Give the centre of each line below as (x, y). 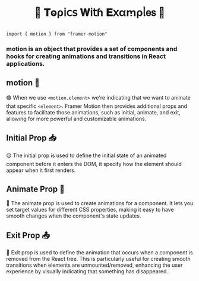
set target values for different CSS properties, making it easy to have (90, 210)
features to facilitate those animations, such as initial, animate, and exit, (94, 112)
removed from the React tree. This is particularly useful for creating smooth (99, 259)
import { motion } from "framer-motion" (57, 34)
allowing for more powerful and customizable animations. (76, 119)
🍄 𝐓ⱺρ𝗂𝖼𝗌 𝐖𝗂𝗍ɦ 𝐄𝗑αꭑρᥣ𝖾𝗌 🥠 (100, 13)
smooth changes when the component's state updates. (74, 216)
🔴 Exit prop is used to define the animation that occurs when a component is (99, 253)
